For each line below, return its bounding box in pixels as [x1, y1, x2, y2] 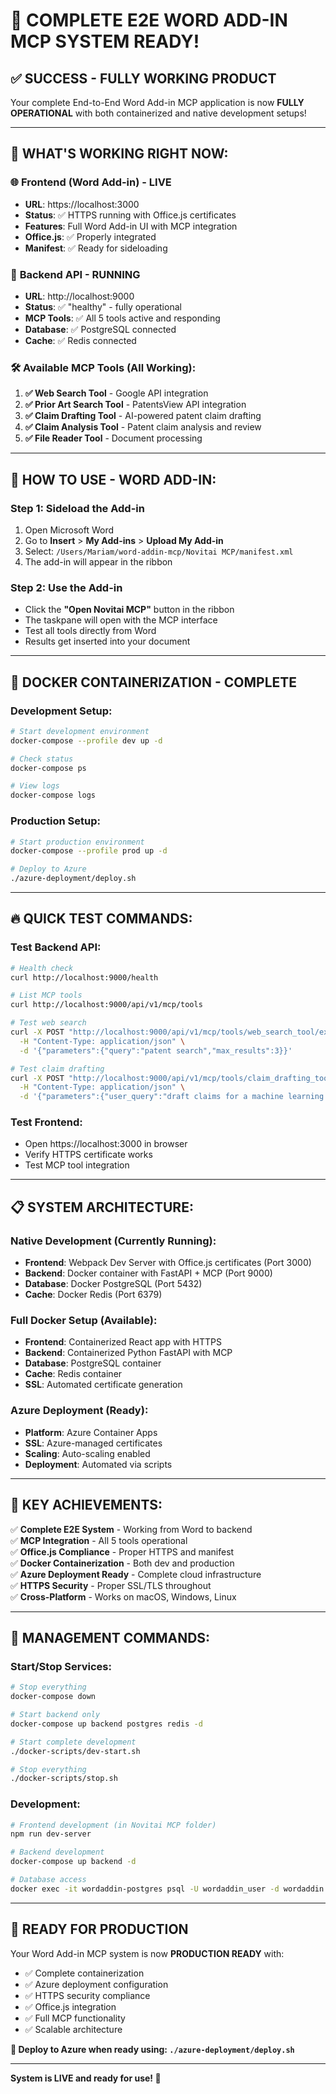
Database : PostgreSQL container [24, 1357, 162, 1369]
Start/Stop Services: [10, 1659, 112, 1673]
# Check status [10, 754, 74, 764]
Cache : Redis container [24, 1368, 123, 1380]
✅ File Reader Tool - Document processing [24, 432, 203, 444]
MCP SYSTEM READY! [10, 30, 200, 53]
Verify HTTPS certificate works [24, 1149, 153, 1161]
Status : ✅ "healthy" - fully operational [24, 300, 182, 313]
